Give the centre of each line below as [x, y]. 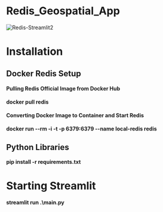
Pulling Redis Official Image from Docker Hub [63, 89]
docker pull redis [27, 102]
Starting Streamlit [51, 185]
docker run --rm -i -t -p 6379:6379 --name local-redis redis [81, 129]
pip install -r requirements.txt [44, 161]
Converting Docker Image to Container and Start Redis [75, 116]
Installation [35, 52]
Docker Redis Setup [44, 74]
